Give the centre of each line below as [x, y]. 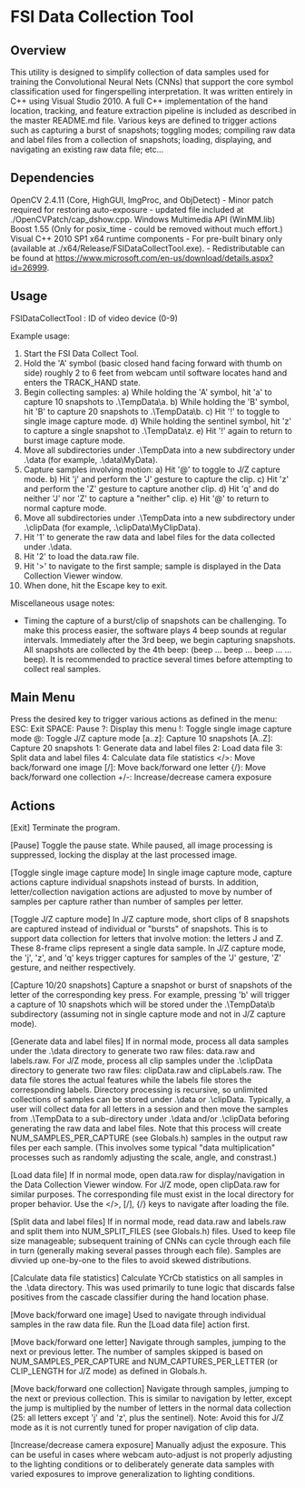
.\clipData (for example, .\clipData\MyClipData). [112, 527]
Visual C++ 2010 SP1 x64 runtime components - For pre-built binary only [147, 238]
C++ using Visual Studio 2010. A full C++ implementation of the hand [139, 101]
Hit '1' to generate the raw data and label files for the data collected [149, 537]
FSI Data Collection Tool [102, 17]
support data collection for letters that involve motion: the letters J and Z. [147, 939]
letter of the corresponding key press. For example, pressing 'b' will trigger [150, 995]
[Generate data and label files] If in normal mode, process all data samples [150, 1041]
